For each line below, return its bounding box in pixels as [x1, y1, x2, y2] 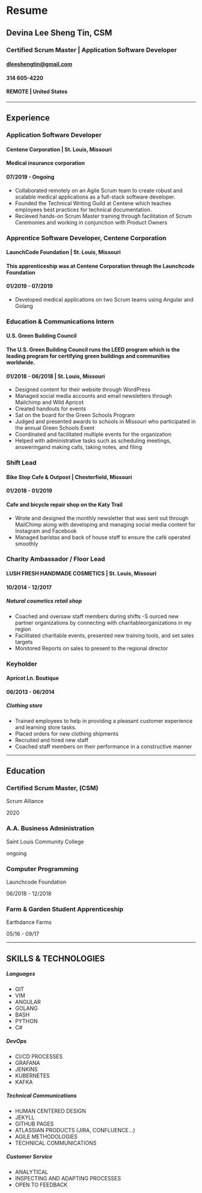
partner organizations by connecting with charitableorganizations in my [14, 619, 192, 626]
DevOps [6, 1038, 27, 1045]
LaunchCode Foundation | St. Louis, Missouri [6, 249, 121, 256]
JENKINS [14, 1065, 38, 1073]
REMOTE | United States [6, 88, 68, 95]
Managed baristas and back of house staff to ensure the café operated [14, 533, 191, 541]
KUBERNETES [14, 1072, 50, 1079]
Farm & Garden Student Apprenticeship [6, 905, 124, 913]
